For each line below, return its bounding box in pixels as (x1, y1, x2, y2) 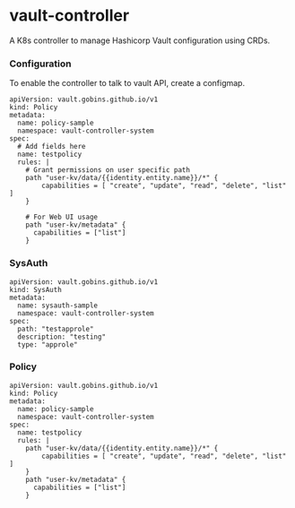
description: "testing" (17, 332, 106, 341)
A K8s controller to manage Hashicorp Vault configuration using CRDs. (9, 35, 271, 46)
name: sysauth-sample (17, 301, 99, 310)
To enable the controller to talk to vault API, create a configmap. (9, 78, 245, 89)
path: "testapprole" (17, 324, 94, 333)
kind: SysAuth (9, 285, 63, 294)
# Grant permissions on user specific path (25, 166, 191, 175)
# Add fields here (17, 142, 87, 151)
